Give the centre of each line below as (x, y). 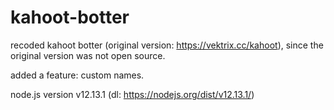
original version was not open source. (88, 55)
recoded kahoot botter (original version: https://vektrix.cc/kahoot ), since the (167, 45)
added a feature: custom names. (77, 75)
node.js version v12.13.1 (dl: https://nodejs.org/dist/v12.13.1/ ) (132, 94)
